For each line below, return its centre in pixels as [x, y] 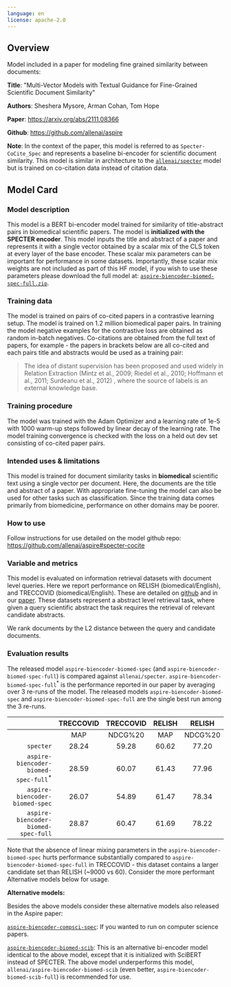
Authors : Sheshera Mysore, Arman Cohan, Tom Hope [83, 106]
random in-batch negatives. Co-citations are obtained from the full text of [111, 338]
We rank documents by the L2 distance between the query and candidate [111, 628]
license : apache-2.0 [37, 20]
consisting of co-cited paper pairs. [56, 443]
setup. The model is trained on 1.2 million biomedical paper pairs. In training [114, 323]
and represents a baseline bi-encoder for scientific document [129, 153]
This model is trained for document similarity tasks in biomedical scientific [113, 476]
